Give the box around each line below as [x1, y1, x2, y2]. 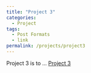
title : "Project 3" [6, 9, 56, 15]
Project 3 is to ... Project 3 [6, 59, 71, 67]
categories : [6, 15, 36, 21]
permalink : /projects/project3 [6, 43, 86, 49]
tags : [6, 26, 20, 32]
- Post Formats [12, 32, 50, 38]
